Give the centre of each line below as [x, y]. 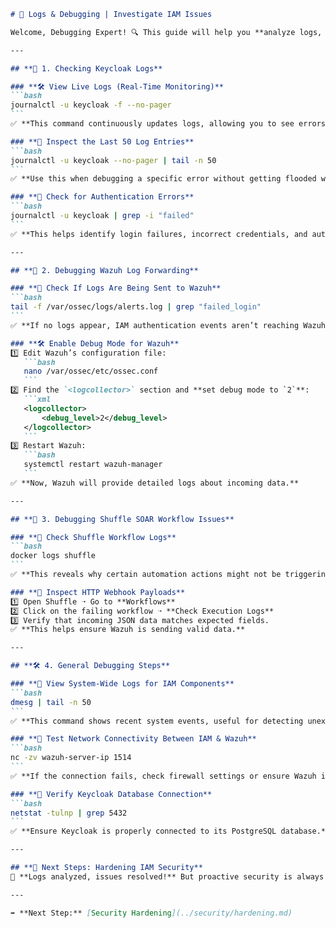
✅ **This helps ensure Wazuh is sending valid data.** [128, 630]
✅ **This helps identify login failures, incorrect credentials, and [159, 234]
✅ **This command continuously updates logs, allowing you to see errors [168, 124]
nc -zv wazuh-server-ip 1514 [71, 758]
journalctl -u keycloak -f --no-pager [91, 105]
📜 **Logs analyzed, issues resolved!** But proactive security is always [167, 876]
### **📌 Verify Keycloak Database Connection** [111, 794]
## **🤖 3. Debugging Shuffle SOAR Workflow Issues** [122, 519]
